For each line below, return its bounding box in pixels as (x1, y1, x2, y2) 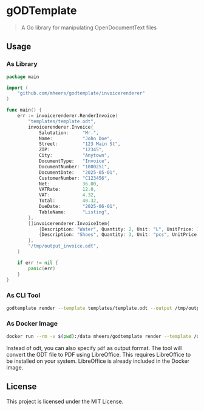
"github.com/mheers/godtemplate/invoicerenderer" (17, 90, 146, 96)
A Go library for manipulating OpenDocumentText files (21, 24, 157, 31)
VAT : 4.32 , (38, 192, 97, 198)
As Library (6, 60, 38, 68)
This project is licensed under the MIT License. (6, 398, 124, 405)
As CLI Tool (6, 291, 41, 299)
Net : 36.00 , (38, 180, 99, 187)
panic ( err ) (28, 265, 56, 271)
